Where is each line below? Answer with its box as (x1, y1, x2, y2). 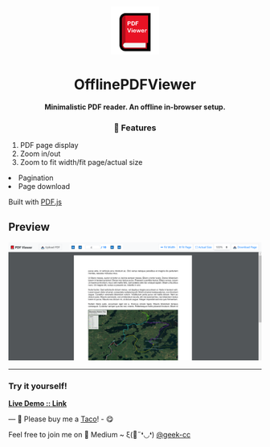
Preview (8, 220, 51, 234)
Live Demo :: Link (8, 399, 67, 408)
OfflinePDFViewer (73, 75, 197, 93)
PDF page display (19, 140, 79, 150)
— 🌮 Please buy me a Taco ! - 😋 (8, 414, 114, 424)
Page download (18, 181, 71, 191)
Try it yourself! (8, 380, 67, 392)
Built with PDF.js (8, 197, 63, 207)
